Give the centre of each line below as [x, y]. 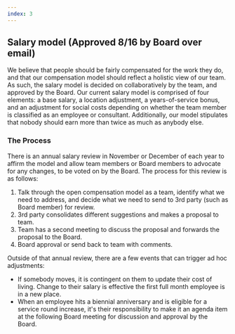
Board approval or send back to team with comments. [95, 244]
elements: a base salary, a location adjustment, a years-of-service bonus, [114, 100]
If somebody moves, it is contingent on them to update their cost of [115, 279]
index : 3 [20, 14]
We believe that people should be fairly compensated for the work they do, [115, 70]
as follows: [23, 178]
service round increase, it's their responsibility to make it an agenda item [122, 309]
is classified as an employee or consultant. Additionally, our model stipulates [117, 115]
